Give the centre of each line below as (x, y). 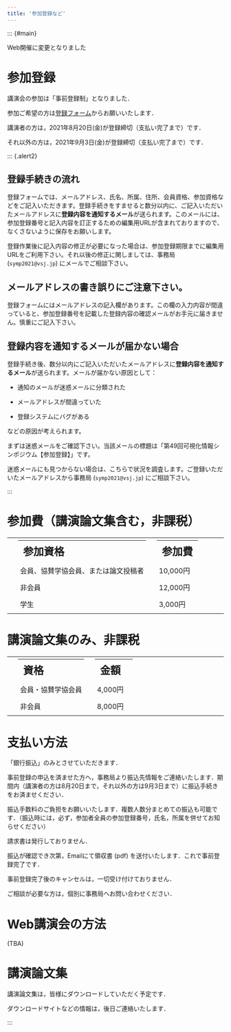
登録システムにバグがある (53, 416)
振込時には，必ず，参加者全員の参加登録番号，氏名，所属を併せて (115, 818)
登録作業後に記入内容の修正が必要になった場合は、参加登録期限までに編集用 (115, 246)
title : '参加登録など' (36, 13)
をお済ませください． (37, 795)
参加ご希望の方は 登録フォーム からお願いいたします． (82, 113)
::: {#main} (22, 33)
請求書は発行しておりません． (49, 841)
